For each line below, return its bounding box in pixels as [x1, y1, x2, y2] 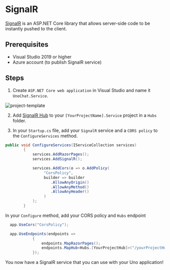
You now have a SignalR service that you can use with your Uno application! [5, 259, 164, 265]
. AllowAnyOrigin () [50, 179, 90, 185]
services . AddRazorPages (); [32, 152, 90, 157]
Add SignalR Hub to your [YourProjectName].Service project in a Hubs [12, 112, 157, 118]
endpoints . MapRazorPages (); [41, 241, 101, 246]
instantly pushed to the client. [5, 25, 67, 31]
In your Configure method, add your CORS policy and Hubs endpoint [5, 212, 146, 218]
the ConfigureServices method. [12, 132, 78, 139]
